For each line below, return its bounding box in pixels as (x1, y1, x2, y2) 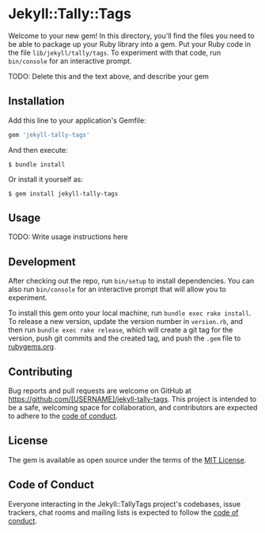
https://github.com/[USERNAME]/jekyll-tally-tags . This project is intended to (8, 394, 257, 404)
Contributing (8, 365, 73, 379)
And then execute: (8, 145, 68, 154)
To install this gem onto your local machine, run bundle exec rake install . (8, 308, 252, 318)
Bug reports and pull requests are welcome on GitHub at (8, 386, 192, 396)
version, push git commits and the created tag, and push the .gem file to (8, 333, 241, 343)
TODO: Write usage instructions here (8, 232, 128, 242)
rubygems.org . (8, 342, 56, 352)
